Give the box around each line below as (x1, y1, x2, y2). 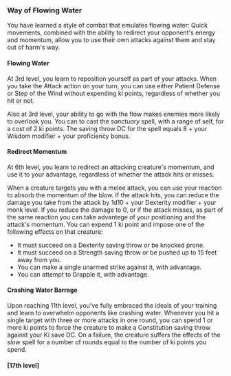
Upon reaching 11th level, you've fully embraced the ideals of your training (7, 301, 217, 309)
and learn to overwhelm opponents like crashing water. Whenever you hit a (7, 308, 219, 317)
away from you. (16, 255, 62, 264)
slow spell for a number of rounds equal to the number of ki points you (7, 337, 207, 346)
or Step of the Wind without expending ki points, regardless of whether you (7, 89, 221, 97)
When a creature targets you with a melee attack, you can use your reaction (7, 184, 222, 192)
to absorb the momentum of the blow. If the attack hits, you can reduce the (7, 190, 219, 199)
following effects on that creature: (7, 227, 103, 236)
